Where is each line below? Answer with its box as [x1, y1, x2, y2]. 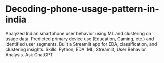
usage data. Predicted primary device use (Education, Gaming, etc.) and [5, 36, 154, 42]
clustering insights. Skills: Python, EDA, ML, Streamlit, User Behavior [5, 46, 146, 52]
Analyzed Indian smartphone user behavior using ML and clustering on [5, 30, 152, 36]
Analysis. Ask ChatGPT [5, 51, 53, 58]
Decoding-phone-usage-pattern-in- [5, 3, 159, 15]
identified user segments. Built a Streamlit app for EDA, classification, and [5, 41, 157, 47]
